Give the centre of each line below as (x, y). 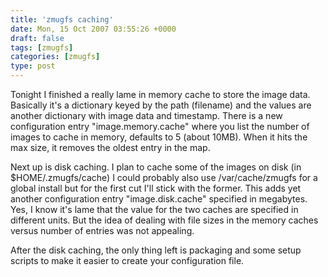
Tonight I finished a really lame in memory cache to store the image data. (160, 94)
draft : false (37, 38)
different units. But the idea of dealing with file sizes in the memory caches (164, 220)
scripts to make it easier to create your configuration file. (127, 260)
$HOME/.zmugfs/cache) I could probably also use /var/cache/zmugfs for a (164, 177)
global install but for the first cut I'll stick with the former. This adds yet (156, 188)
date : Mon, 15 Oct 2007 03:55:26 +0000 (93, 29)
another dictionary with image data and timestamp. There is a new (146, 115)
